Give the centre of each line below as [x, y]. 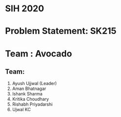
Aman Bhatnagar [29, 88]
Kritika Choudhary [30, 99]
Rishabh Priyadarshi [32, 104]
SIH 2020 [24, 9]
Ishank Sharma [27, 94]
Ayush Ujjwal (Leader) [35, 84]
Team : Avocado [39, 53]
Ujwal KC [21, 110]
